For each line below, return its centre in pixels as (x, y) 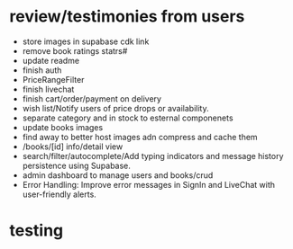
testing (37, 231)
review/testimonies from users (127, 17)
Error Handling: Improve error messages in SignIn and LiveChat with (149, 184)
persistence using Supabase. (76, 165)
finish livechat (48, 89)
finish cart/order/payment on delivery (92, 98)
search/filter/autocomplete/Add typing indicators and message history (153, 156)
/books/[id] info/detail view (73, 147)
